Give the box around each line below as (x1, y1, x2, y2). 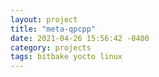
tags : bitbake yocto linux (10, 52, 123, 62)
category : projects (10, 42, 92, 53)
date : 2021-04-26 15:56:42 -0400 (10, 33, 150, 43)
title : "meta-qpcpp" (10, 24, 97, 34)
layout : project (10, 14, 78, 25)
